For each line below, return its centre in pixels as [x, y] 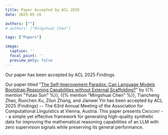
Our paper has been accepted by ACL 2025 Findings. [60, 75]
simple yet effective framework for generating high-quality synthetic [83, 116]
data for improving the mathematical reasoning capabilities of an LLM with [82, 121]
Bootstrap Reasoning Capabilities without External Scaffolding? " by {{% [79, 90]
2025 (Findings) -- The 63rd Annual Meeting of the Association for [74, 105]
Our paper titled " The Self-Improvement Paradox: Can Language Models [80, 84]
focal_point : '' [27, 56]
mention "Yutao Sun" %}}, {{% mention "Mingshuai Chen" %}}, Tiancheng [82, 95]
